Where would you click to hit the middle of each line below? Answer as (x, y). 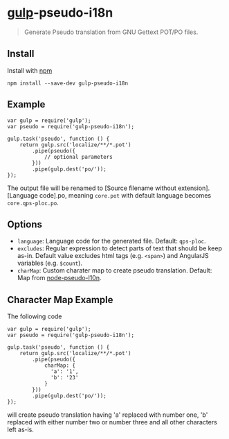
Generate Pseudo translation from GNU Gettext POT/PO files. (111, 32)
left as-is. (21, 430)
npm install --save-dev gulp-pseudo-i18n (68, 83)
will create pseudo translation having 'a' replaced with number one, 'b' (108, 415)
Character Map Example (60, 300)
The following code (35, 316)
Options (25, 224)
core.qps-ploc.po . (33, 203)
